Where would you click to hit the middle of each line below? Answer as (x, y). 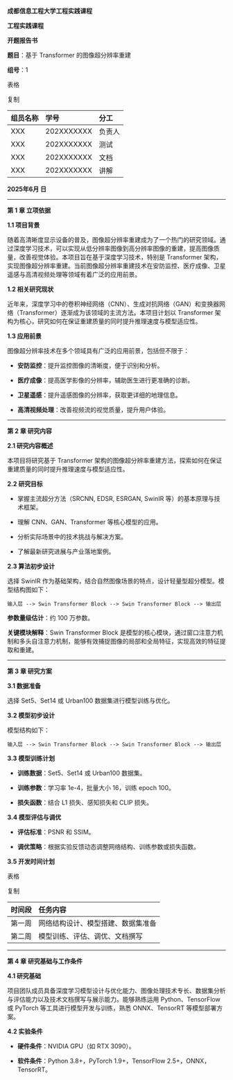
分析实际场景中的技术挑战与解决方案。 (72, 537)
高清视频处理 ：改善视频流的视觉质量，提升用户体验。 (93, 410)
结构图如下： (31, 590)
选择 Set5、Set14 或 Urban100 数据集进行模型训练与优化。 (90, 701)
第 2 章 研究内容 (29, 431)
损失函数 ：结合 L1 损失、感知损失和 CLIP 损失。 (85, 803)
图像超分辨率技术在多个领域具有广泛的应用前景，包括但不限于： (98, 351)
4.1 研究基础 (24, 976)
